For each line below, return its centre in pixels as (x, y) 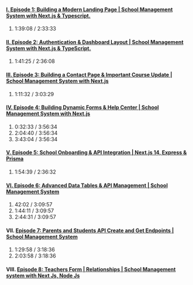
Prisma (15, 159)
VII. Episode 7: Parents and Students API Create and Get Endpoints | (90, 230)
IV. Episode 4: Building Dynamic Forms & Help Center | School (82, 107)
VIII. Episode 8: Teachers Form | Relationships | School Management (91, 269)
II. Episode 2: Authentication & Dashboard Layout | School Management (95, 42)
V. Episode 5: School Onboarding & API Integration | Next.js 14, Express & (96, 152)
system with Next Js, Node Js (43, 276)
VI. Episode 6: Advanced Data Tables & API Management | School (87, 185)
